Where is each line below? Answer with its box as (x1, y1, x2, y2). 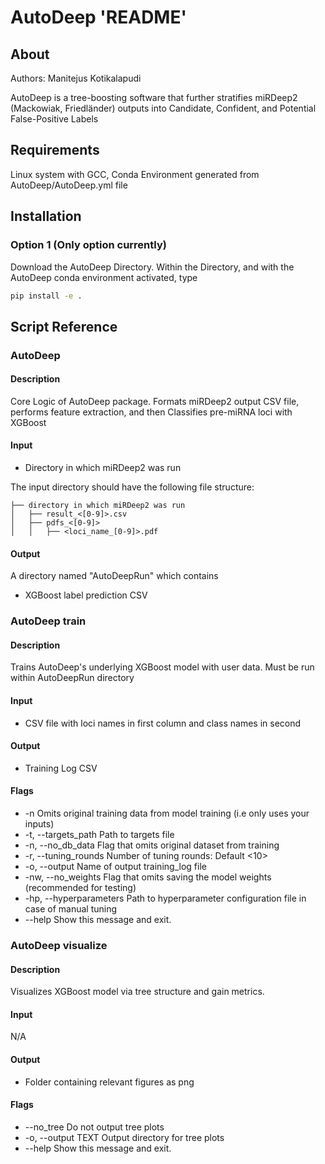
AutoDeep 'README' (10, 6, 187, 29)
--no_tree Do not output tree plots (24, 1121, 165, 1133)
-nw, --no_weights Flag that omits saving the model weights (24, 871, 272, 883)
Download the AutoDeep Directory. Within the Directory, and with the (10, 261, 295, 273)
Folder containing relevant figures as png (24, 1076, 195, 1088)
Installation (10, 208, 82, 225)
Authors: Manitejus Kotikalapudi (10, 72, 142, 84)
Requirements (10, 142, 100, 159)
